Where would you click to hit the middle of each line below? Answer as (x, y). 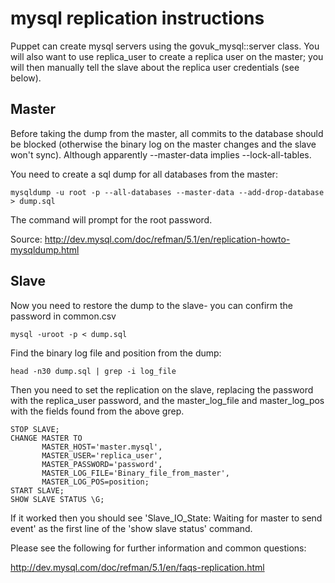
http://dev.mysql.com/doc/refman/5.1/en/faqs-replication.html (137, 567)
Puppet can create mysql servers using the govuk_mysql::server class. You (165, 46)
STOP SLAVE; (35, 429)
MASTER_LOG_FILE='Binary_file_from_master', (135, 473)
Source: (26, 239)
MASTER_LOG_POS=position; (95, 482)
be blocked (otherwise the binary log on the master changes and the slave (163, 144)
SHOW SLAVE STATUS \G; (57, 499)
